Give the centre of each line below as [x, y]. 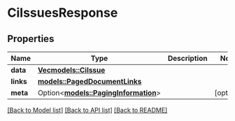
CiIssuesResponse [63, 13]
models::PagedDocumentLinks [90, 81]
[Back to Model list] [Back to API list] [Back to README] [87, 110]
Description [187, 58]
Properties [31, 39]
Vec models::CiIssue [71, 70]
